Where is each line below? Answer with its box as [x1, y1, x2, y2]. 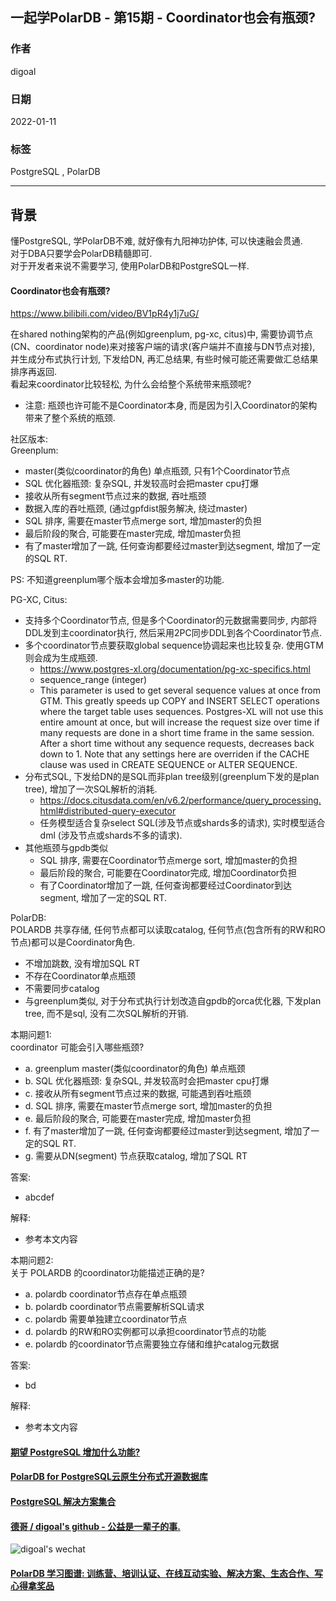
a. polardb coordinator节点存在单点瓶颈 [24, 1288, 187, 1300]
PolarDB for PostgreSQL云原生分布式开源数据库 [10, 1471, 208, 1483]
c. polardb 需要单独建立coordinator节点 [24, 1313, 188, 1325]
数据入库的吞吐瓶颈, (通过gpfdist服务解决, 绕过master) [24, 503, 248, 515]
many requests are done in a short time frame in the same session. [39, 727, 315, 739]
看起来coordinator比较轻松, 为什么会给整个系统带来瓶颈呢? [10, 378, 252, 390]
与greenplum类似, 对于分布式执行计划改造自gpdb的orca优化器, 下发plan [24, 995, 322, 1007]
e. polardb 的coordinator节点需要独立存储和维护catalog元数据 [24, 1338, 280, 1350]
